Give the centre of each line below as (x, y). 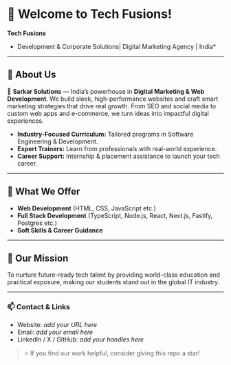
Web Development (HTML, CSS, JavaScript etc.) (87, 208)
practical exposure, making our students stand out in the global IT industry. (113, 282)
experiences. (26, 121)
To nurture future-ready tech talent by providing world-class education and (114, 275)
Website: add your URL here (57, 324)
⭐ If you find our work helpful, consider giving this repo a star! (112, 353)
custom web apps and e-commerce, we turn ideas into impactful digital (108, 113)
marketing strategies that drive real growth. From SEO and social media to (112, 106)
